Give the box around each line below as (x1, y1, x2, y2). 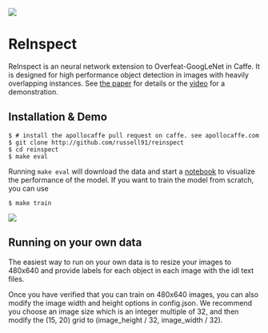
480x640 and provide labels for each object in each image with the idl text (8, 265, 254, 275)
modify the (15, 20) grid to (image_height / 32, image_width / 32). (8, 315, 223, 324)
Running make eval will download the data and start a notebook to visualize (8, 166, 256, 176)
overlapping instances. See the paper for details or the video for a (8, 78, 226, 88)
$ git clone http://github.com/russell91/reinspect (8, 138, 184, 146)
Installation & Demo (8, 110, 108, 124)
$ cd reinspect (8, 145, 59, 154)
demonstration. (8, 86, 58, 96)
